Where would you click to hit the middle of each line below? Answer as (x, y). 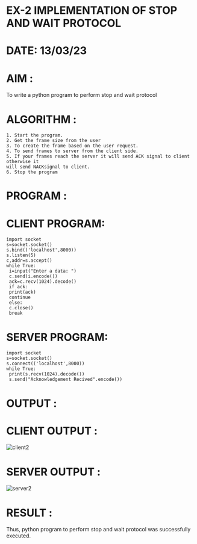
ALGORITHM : (42, 119)
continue (20, 298)
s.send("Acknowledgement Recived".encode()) (65, 380)
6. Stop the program (32, 172)
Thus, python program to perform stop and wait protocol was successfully (98, 530)
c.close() (21, 308)
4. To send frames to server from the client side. (72, 151)
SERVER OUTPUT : (54, 471)
